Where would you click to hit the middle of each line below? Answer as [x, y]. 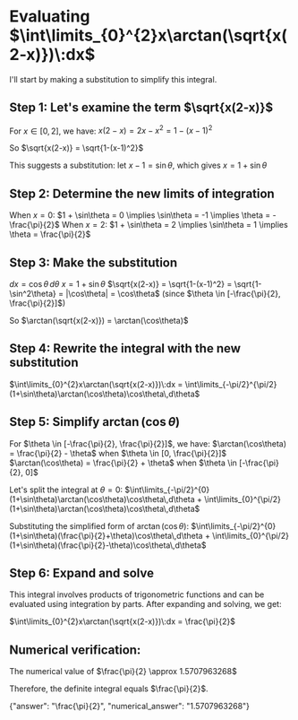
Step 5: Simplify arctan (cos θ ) [95, 422]
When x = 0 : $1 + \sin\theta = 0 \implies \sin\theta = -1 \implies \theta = [140, 215]
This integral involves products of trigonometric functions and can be [137, 594]
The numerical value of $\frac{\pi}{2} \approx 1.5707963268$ [123, 672]
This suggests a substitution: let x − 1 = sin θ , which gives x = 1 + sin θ [138, 165]
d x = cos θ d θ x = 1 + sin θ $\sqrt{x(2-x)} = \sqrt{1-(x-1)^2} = [121, 284]
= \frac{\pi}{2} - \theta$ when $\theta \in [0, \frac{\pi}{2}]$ [118, 453]
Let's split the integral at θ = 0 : [66, 490]
